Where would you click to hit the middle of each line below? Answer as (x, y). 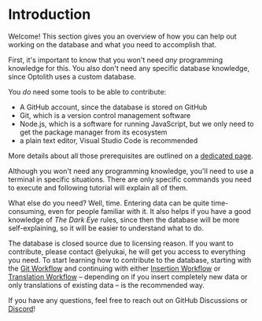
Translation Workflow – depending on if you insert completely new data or (128, 276)
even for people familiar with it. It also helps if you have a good (149, 211)
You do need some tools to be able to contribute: (87, 91)
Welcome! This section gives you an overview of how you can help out (123, 36)
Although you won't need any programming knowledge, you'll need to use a (131, 171)
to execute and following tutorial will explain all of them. (98, 187)
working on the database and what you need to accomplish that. (113, 44)
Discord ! (22, 308)
